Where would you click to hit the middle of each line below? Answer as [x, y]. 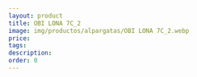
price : [19, 38]
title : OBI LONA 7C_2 [45, 23]
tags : [17, 46]
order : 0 [23, 61]
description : [30, 53]
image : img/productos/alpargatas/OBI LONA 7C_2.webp [99, 30]
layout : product [36, 16]
